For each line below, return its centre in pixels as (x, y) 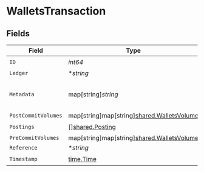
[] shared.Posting (92, 127)
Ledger (19, 73)
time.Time (83, 159)
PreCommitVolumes (34, 138)
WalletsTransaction (56, 11)
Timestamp (23, 159)
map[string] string (93, 94)
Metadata (22, 94)
